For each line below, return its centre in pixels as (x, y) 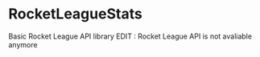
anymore (23, 44)
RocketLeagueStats (75, 14)
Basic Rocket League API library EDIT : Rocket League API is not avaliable (130, 36)
